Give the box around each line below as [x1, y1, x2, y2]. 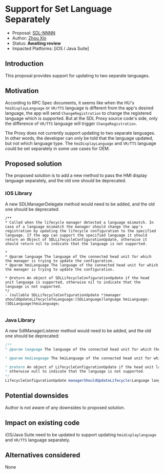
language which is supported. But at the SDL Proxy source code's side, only [5, 115, 158, 121]
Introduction [5, 60, 44, 68]
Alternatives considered [5, 451, 81, 459]
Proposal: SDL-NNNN [12, 30, 56, 36]
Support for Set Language [5, 3, 112, 15]
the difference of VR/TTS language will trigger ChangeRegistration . [5, 121, 137, 126]
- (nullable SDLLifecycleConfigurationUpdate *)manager [5, 292, 121, 297]
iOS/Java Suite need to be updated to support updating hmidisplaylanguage [5, 432, 157, 437]
